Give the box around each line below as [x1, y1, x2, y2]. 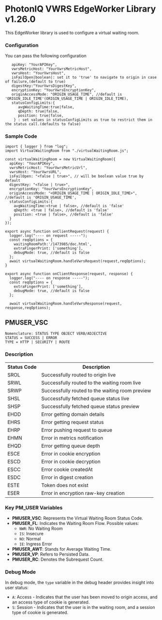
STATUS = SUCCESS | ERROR [5, 336, 57, 341]
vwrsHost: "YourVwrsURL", [9, 169, 62, 174]
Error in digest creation [41, 474, 93, 481]
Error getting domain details [41, 411, 105, 418]
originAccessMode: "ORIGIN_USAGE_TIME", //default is [11, 92, 122, 97]
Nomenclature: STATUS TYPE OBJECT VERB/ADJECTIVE [5, 331, 107, 336]
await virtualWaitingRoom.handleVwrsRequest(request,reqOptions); [9, 259, 146, 263]
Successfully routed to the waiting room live [41, 379, 141, 386]
